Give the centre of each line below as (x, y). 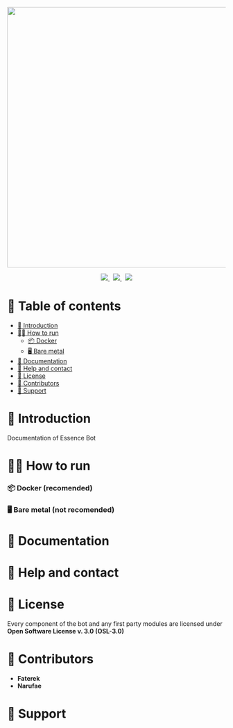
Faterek (28, 679)
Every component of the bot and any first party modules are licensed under (115, 624)
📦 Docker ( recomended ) (50, 488)
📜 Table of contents (64, 306)
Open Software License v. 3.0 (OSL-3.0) (66, 631)
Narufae (29, 686)
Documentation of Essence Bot (51, 438)
